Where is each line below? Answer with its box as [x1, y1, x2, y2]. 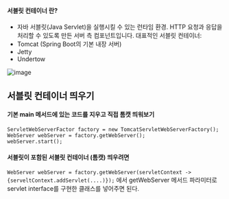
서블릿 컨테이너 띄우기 [7, 90, 95, 102]
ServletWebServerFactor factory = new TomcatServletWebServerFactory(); [7, 126, 219, 133]
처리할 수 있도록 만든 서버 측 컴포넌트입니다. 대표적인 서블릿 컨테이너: [16, 32, 202, 40]
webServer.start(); [7, 138, 63, 145]
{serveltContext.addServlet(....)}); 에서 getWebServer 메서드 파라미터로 [7, 176, 217, 184]
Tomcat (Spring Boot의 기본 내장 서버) [16, 40, 122, 48]
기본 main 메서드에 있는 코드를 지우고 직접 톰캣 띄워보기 [7, 110, 155, 119]
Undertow [16, 55, 46, 63]
